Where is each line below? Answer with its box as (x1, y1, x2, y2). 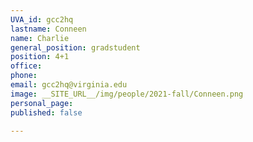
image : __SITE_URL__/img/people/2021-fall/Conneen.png (10, 89, 244, 99)
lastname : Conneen (10, 24, 87, 34)
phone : (10, 71, 38, 81)
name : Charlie (10, 33, 70, 43)
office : (10, 61, 43, 71)
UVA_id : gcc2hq (10, 14, 74, 25)
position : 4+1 (10, 52, 70, 62)
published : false (10, 107, 83, 118)
